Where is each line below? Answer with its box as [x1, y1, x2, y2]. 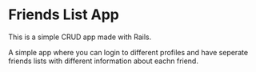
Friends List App [8, 6, 120, 24]
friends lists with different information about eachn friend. [8, 56, 198, 66]
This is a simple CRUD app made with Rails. [8, 32, 152, 42]
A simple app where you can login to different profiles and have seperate [8, 47, 249, 57]
